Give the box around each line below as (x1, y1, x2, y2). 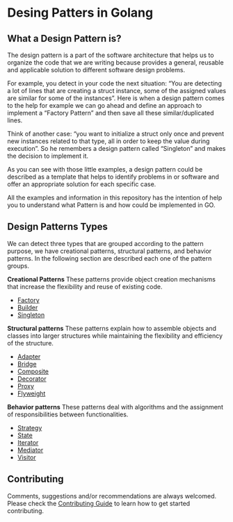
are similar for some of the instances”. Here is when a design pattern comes (7, 94, 225, 102)
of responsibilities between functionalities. (7, 410, 129, 418)
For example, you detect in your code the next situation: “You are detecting (7, 79, 223, 88)
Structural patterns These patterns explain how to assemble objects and (7, 324, 217, 332)
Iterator (17, 438, 39, 446)
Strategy (17, 423, 42, 432)
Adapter (17, 352, 41, 361)
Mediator (17, 446, 44, 454)
